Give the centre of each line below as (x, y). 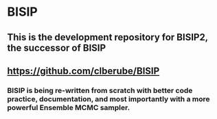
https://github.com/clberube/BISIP (83, 71)
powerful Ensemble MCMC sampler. (69, 107)
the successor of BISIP (57, 48)
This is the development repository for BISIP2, (107, 37)
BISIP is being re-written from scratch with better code (100, 90)
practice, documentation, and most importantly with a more (108, 98)
